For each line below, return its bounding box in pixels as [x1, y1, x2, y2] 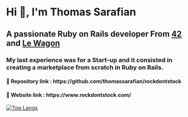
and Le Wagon [6, 38, 60, 48]
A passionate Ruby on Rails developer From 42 [6, 29, 182, 39]
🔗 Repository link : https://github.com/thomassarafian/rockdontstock [6, 78, 182, 85]
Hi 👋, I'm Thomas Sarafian [6, 5, 136, 19]
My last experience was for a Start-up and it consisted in [6, 56, 173, 64]
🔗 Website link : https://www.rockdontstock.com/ [6, 91, 132, 98]
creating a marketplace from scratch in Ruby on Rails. [6, 63, 164, 71]
